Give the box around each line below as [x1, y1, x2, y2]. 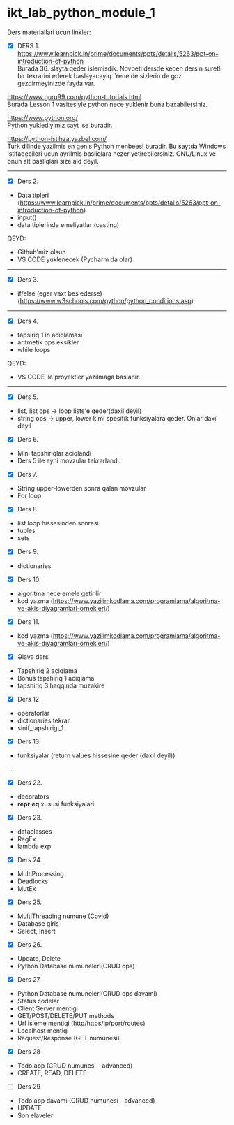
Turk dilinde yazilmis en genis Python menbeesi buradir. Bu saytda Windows [7, 142, 226, 150]
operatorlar [17, 709, 50, 717]
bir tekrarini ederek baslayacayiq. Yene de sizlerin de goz [17, 72, 182, 80]
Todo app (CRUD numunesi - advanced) [17, 1061, 133, 1070]
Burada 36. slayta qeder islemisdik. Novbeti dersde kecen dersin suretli [17, 64, 222, 73]
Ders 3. [17, 275, 39, 284]
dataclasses [17, 827, 52, 836]
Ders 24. [17, 855, 42, 864]
